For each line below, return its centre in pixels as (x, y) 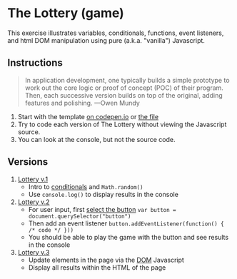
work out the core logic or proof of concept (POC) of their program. (124, 88)
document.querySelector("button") (80, 216)
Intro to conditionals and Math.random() (86, 186)
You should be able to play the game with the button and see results (128, 237)
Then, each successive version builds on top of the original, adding (123, 95)
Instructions (35, 63)
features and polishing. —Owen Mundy (82, 103)
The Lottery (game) (66, 13)
